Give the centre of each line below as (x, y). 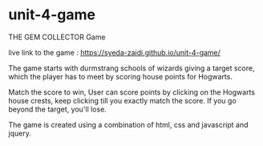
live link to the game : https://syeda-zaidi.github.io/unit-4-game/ (114, 52)
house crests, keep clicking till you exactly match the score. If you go (122, 100)
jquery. (20, 133)
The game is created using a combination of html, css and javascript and (128, 124)
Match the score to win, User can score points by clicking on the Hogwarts (131, 92)
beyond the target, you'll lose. (57, 109)
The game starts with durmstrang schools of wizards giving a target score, (131, 68)
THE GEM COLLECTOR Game (57, 37)
